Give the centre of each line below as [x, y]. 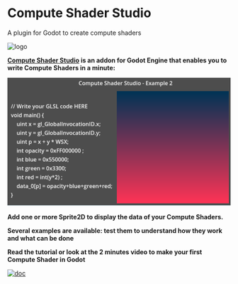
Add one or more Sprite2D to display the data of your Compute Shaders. [115, 217]
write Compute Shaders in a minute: [61, 67]
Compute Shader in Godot [46, 259]
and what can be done [41, 238]
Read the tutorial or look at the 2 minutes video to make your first [105, 252]
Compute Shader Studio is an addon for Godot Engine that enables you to [117, 60]
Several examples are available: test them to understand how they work [115, 230]
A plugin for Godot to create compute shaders [74, 33]
